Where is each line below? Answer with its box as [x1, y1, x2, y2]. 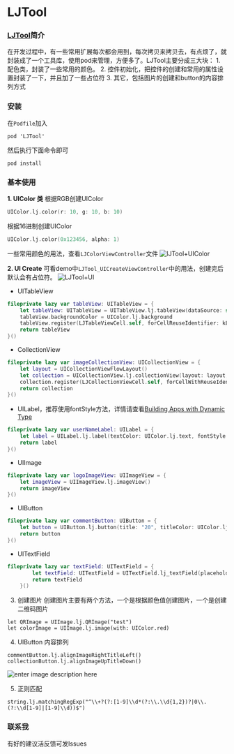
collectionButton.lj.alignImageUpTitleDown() [7, 658, 141, 665]
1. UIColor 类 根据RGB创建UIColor [7, 195, 104, 203]
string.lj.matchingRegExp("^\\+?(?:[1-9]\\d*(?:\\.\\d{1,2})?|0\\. [7, 699, 208, 706]
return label [19, 439, 58, 447]
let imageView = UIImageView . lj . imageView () [19, 478, 151, 485]
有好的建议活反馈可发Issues [7, 739, 87, 748]
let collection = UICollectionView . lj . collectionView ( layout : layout [19, 371, 226, 379]
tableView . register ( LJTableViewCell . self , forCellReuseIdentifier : [19, 320, 219, 327]
